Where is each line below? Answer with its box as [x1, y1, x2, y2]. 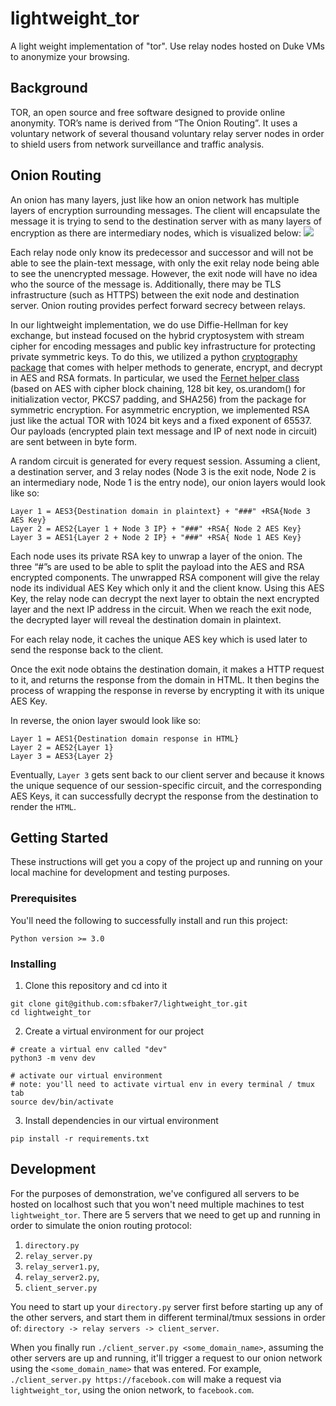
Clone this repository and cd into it [24, 979, 168, 991]
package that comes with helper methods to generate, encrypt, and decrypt [10, 361, 323, 373]
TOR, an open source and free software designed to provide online [10, 106, 286, 118]
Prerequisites [10, 892, 77, 906]
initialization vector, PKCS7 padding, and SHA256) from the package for [10, 393, 307, 405]
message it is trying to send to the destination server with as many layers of [10, 215, 322, 227]
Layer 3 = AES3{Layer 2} [10, 751, 114, 761]
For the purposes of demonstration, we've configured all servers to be [10, 1187, 300, 1199]
